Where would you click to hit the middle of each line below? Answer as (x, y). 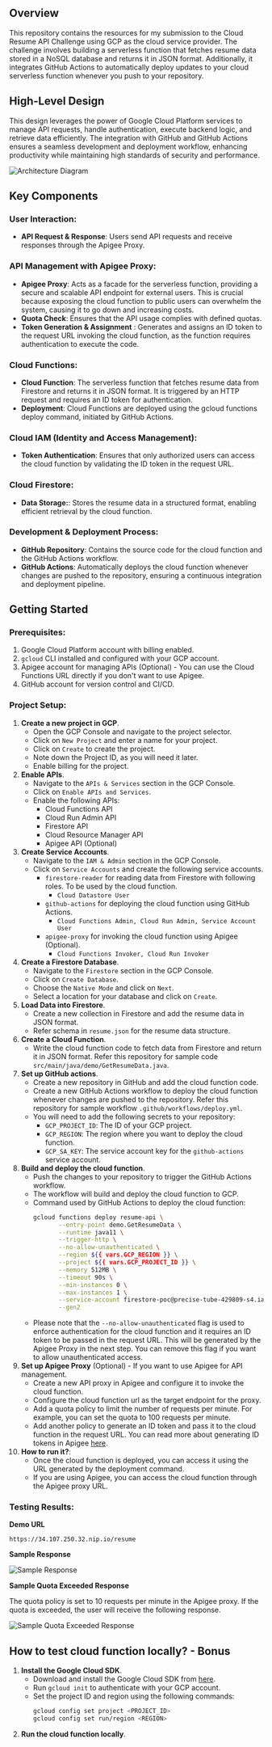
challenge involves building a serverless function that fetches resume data (133, 50)
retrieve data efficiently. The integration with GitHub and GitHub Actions (129, 137)
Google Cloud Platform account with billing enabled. (107, 650)
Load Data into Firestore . (63, 1005)
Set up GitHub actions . (59, 1074)
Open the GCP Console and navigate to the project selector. (132, 732)
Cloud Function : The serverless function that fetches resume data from (140, 382)
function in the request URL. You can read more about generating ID (146, 1435)
